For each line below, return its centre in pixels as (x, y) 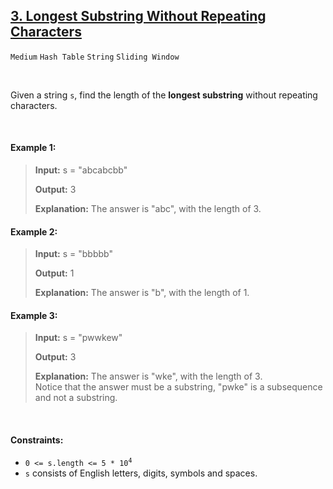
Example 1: (33, 148)
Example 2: (34, 231)
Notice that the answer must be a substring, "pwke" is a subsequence (178, 387)
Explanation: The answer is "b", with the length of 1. (142, 293)
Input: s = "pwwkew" (78, 338)
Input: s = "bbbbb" (73, 254)
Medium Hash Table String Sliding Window (95, 57)
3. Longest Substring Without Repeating (138, 16)
